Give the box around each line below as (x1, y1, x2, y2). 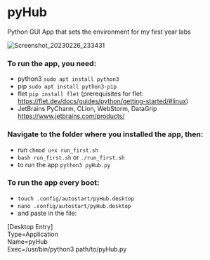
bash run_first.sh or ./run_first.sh (17, 152, 125, 162)
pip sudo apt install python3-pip (17, 82, 117, 91)
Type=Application (7, 230, 58, 238)
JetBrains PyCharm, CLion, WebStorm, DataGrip (17, 105, 157, 113)
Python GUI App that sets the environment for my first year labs (7, 27, 191, 36)
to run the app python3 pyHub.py (17, 160, 111, 169)
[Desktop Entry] (7, 222, 53, 230)
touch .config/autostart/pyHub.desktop (17, 195, 135, 202)
